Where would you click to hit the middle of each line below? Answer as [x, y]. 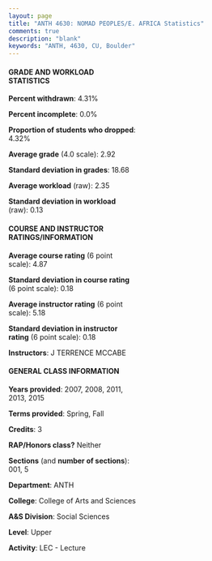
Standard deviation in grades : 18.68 [69, 170]
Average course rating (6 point [61, 255]
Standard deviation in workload [62, 201]
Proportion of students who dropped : [72, 130]
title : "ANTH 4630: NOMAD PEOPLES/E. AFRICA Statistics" [106, 24]
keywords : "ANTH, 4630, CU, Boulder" [72, 46]
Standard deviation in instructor [63, 328]
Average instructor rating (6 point [66, 304]
